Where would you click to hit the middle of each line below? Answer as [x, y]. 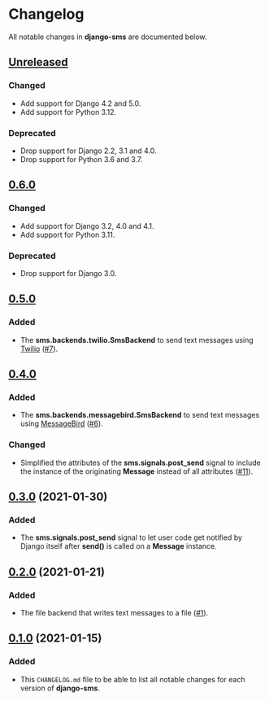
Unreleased [39, 62]
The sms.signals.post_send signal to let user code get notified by [131, 537]
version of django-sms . [60, 688]
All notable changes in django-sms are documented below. [108, 37]
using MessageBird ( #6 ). [61, 423]
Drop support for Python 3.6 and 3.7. [81, 159]
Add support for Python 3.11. [67, 234]
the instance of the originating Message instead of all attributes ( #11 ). [137, 471]
